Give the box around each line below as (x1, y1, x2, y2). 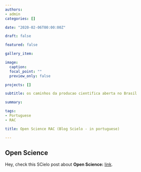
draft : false (5, 34, 31, 39)
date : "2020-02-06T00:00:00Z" (5, 25, 66, 30)
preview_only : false (9, 73, 51, 78)
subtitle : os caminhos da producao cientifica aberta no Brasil (5, 91, 137, 96)
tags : (5, 109, 16, 114)
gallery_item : (5, 52, 34, 56)
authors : (5, 7, 23, 12)
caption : (9, 64, 27, 69)
